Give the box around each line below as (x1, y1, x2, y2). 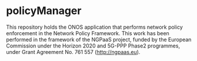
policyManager (6, 4, 82, 18)
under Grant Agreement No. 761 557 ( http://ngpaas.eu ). (6, 48, 141, 55)
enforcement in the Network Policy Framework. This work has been (6, 29, 169, 36)
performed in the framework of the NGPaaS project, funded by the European (6, 36, 192, 43)
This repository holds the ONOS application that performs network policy (6, 23, 183, 30)
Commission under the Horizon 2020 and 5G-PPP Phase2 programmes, (6, 42, 181, 49)
